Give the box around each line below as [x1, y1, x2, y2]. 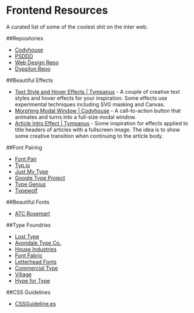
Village [14, 271, 32, 278]
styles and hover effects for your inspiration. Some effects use [14, 94, 168, 102]
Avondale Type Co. [14, 239, 62, 246]
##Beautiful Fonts [6, 198, 50, 205]
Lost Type [14, 233, 40, 240]
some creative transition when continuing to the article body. [14, 132, 164, 140]
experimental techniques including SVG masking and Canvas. [14, 100, 166, 108]
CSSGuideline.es [14, 300, 56, 307]
